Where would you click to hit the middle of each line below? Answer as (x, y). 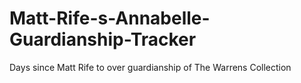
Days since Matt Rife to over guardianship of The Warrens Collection (150, 67)
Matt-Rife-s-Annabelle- (110, 18)
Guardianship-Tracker (103, 39)
